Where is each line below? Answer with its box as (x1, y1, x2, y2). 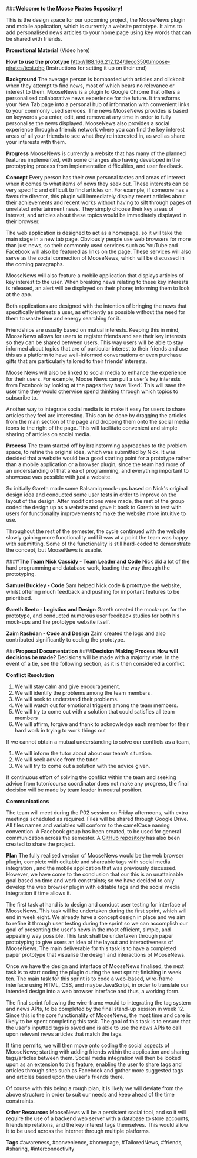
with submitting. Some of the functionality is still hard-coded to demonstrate (6, 540, 191, 547)
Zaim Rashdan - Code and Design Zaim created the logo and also (6, 630, 166, 637)
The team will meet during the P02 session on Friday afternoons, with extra (6, 809, 188, 816)
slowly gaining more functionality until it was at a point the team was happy (6, 534, 188, 541)
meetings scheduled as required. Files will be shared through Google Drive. (6, 816, 189, 822)
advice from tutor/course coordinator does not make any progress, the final (6, 780, 189, 787)
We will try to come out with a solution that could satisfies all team (14, 708, 175, 715)
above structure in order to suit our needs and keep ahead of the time (6, 1091, 175, 1098)
